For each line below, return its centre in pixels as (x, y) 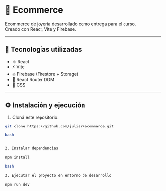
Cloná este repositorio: (35, 117)
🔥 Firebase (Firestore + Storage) (45, 74)
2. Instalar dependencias (32, 148)
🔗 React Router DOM (33, 79)
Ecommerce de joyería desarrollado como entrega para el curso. (71, 24)
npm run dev (17, 184)
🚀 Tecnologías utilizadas (43, 49)
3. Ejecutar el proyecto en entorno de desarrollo (58, 175)
